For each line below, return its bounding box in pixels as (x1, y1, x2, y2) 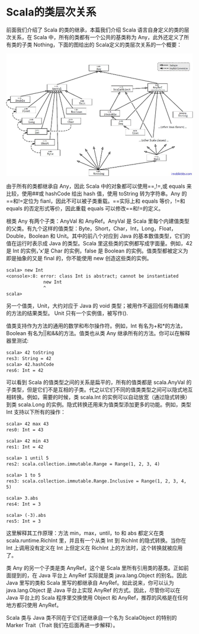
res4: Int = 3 (6, 501, 41, 507)
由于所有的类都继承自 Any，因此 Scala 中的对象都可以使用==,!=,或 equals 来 (6, 182, 192, 190)
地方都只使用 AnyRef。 (6, 601, 62, 609)
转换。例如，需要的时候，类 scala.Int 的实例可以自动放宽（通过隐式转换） (11, 393, 191, 401)
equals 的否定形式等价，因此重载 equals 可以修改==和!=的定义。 (6, 205, 164, 212)
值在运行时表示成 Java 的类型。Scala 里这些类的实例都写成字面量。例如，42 (6, 240, 192, 247)
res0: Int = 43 (6, 427, 44, 433)
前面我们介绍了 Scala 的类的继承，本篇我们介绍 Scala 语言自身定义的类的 (6, 26, 185, 33)
